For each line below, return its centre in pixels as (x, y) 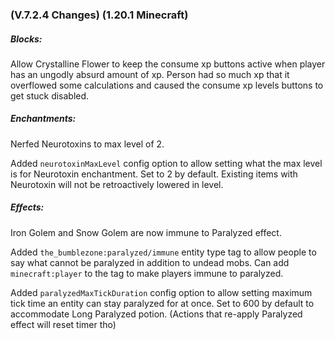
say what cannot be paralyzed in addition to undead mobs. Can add (150, 262)
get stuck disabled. (50, 95)
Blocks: (26, 39)
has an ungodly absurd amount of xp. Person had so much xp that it (150, 74)
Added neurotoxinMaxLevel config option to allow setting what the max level (166, 163)
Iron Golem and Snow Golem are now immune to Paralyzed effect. (146, 232)
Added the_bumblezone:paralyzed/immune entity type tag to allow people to (163, 252)
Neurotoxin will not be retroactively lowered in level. (117, 184)
